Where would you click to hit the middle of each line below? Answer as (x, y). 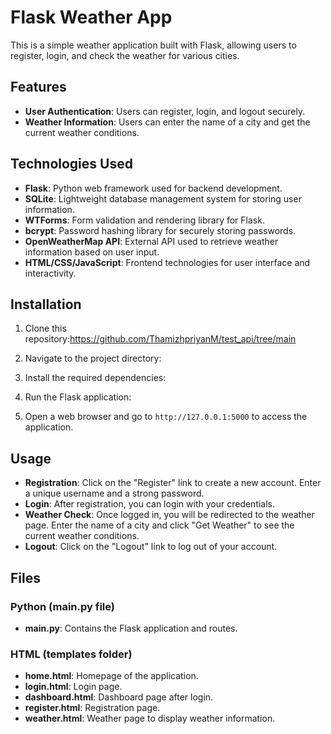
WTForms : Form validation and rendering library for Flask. (144, 220)
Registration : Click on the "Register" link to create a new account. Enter (173, 483)
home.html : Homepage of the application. (111, 676)
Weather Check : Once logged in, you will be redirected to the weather (169, 515)
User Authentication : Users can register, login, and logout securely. (165, 111)
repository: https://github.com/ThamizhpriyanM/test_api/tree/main (160, 339)
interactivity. (50, 273)
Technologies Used (71, 164)
